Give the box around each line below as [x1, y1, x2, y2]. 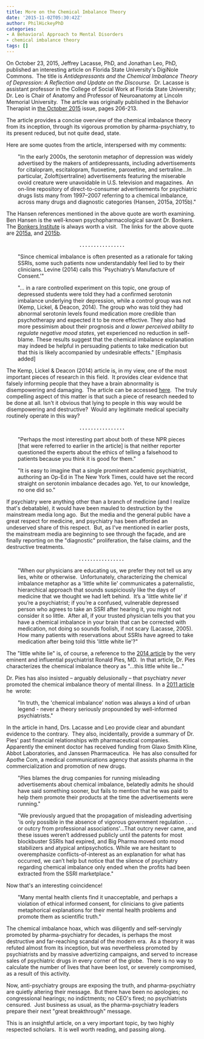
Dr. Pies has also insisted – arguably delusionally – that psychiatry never [6, 674, 186, 682]
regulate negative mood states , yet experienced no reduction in [18, 329, 177, 336]
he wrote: [6, 687, 32, 694]
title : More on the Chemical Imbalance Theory [6, 9, 126, 15]
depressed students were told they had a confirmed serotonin [18, 290, 172, 298]
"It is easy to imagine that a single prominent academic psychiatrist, [18, 466, 187, 474]
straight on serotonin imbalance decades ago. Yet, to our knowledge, [18, 480, 190, 487]
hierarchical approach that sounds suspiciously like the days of [18, 586, 176, 593]
